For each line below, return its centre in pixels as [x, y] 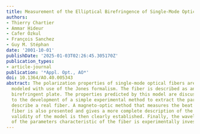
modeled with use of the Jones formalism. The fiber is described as [99, 89]
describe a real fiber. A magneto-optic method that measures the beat [102, 105]
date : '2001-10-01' [30, 50]
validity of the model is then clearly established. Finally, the [96, 116]
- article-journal [29, 67]
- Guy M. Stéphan [28, 45]
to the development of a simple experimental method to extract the [98, 100]
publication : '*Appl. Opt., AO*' [48, 72]
